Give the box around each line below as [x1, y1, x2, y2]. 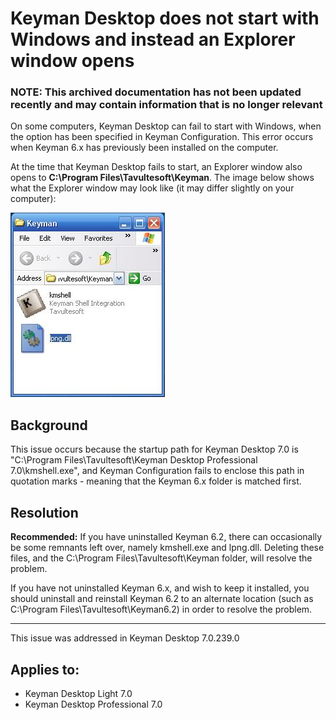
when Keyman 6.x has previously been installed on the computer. [10, 142, 279, 154]
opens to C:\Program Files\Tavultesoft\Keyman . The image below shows [10, 172, 315, 184]
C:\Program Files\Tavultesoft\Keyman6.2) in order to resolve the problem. [10, 603, 313, 616]
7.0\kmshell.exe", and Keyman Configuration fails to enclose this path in [10, 465, 305, 477]
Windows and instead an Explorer [10, 28, 296, 51]
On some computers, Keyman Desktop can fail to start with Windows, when [10, 120, 322, 132]
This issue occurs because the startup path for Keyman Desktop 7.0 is [10, 443, 299, 456]
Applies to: [10, 661, 80, 678]
